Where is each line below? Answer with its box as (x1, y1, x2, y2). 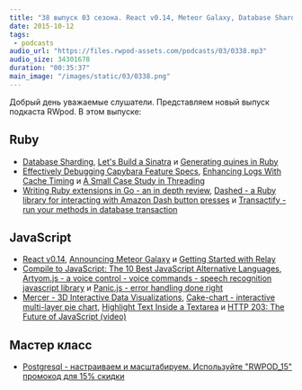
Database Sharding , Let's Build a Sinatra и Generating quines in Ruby (22, 156, 279, 167)
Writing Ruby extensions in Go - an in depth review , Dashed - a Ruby (22, 185, 277, 195)
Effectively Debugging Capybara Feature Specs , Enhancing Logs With (22, 166, 281, 177)
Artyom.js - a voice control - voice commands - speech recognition (22, 273, 272, 284)
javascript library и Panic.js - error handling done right (22, 283, 223, 294)
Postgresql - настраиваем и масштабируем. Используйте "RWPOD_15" (22, 361, 293, 372)
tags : (9, 30, 30, 39)
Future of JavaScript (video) (22, 312, 127, 322)
